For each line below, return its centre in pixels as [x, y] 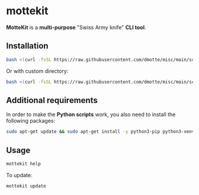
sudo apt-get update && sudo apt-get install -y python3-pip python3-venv [100, 132]
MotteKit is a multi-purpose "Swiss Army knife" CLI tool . [76, 27]
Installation [27, 46]
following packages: [31, 121]
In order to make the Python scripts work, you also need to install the [91, 114]
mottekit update [26, 186]
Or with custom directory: [37, 71]
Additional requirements [52, 100]
